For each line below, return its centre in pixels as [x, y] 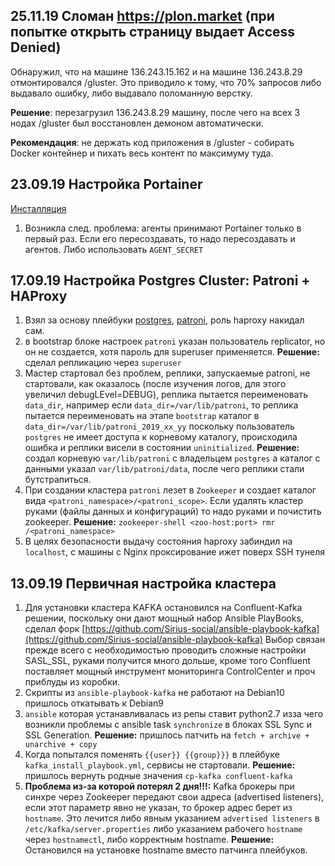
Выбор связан [295, 640]
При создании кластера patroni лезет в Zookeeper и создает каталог [170, 490]
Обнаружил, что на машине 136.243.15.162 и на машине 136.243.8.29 [156, 71]
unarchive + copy [61, 745]
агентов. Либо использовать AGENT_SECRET [114, 249]
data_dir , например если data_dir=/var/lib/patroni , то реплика [161, 405]
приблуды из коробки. [72, 682]
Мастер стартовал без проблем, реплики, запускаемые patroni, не [167, 373]
